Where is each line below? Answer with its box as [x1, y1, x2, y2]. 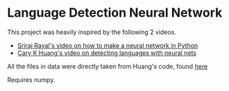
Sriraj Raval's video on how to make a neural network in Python [17, 41, 198, 49]
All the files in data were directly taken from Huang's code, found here [7, 62, 208, 70]
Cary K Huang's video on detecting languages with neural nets [17, 49, 196, 57]
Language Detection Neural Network [7, 5, 223, 21]
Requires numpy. [7, 75, 56, 84]
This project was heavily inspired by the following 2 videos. [7, 28, 177, 36]
